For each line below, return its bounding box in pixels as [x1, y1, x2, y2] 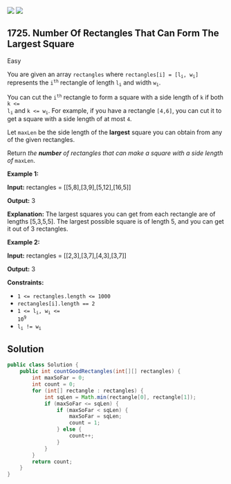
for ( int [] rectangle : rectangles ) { [32, 387, 144, 394]
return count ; [32, 458, 73, 465]
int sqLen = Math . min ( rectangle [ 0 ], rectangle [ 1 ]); [44, 393, 196, 401]
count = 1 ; [68, 420, 100, 427]
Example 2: [7, 237, 40, 246]
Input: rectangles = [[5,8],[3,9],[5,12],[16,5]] [7, 183, 131, 191]
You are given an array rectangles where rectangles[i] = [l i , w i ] [7, 70, 199, 80]
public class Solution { [7, 361, 79, 368]
